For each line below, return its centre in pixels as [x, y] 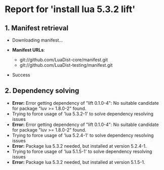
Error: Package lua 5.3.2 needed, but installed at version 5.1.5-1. [78, 162]
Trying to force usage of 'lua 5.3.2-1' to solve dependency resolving [83, 114]
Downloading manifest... [37, 40]
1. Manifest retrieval [37, 28]
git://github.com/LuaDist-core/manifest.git [64, 60]
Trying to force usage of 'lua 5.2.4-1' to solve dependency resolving [83, 135]
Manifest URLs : [28, 50]
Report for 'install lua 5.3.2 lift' [70, 9]
